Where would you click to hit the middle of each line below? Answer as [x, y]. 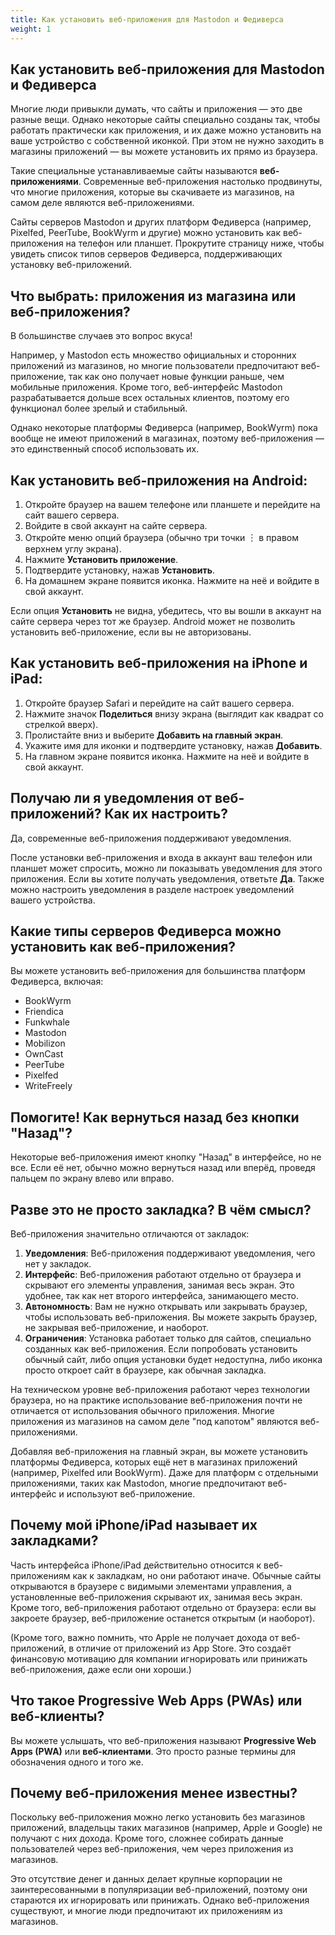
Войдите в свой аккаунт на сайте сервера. [116, 525]
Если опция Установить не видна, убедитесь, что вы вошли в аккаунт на [166, 610]
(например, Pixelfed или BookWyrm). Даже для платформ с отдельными [164, 1472]
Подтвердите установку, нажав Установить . [120, 570]
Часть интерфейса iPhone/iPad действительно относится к [136, 1565]
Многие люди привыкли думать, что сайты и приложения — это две [156, 109]
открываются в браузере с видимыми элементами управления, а [151, 1586]
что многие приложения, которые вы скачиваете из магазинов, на [152, 192]
